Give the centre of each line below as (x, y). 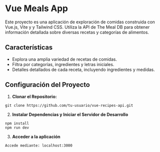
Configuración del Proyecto (48, 85)
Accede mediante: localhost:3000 (39, 145)
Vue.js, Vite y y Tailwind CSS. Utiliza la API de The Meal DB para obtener (78, 27)
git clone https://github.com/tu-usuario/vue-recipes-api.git (69, 105)
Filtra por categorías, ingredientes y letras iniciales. (63, 64)
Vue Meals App (37, 8)
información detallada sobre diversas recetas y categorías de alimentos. (77, 32)
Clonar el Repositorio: (34, 96)
